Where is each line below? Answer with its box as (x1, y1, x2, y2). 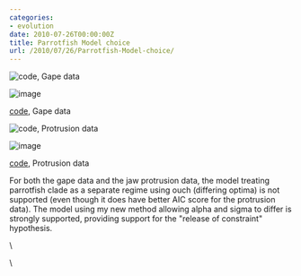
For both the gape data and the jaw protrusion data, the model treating (9, 176, 270, 186)
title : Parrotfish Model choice (9, 38, 130, 47)
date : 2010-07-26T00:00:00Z (9, 30, 115, 39)
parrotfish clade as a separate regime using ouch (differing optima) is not (9, 185, 280, 195)
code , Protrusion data (9, 158, 90, 168)
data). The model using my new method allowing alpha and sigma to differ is (9, 203, 292, 215)
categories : (9, 13, 54, 22)
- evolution (9, 22, 54, 30)
